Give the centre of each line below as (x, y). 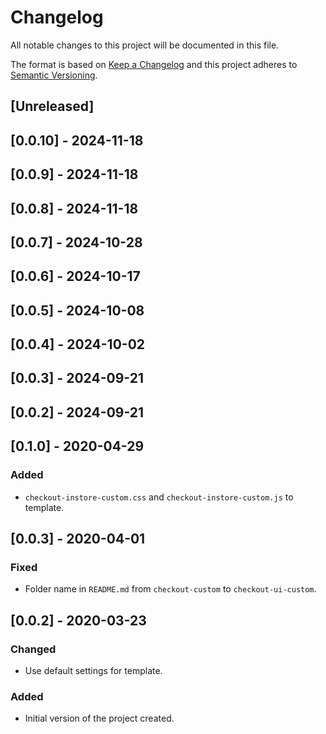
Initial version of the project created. (99, 718)
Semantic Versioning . (54, 75)
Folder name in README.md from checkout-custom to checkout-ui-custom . (170, 589)
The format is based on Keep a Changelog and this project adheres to (154, 64)
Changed (33, 649)
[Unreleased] (52, 106)
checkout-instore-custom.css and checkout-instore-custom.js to (159, 497)
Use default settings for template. (93, 670)
